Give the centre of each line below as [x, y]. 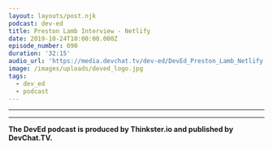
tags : [17, 76]
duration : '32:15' [39, 53]
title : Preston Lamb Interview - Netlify [80, 31]
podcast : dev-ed [36, 23]
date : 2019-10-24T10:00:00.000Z [63, 38]
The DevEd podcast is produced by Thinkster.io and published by [121, 130]
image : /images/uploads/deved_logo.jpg [76, 69]
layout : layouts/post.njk [52, 16]
